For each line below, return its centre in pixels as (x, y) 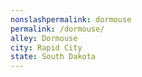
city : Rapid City (46, 47)
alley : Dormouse (44, 38)
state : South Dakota (53, 57)
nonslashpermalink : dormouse (71, 19)
